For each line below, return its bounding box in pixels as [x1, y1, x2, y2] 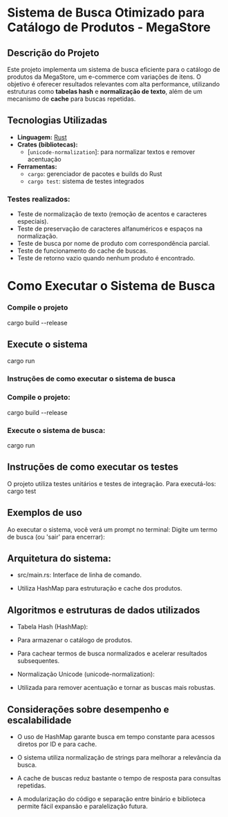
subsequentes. [17, 657, 60, 665]
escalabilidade [7, 714, 72, 726]
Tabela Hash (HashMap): [17, 623, 88, 631]
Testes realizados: [7, 194, 70, 204]
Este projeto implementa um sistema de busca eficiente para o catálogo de [7, 66, 220, 73]
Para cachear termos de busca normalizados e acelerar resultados [17, 649, 207, 657]
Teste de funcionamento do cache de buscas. [17, 247, 149, 255]
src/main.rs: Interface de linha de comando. [17, 571, 142, 579]
